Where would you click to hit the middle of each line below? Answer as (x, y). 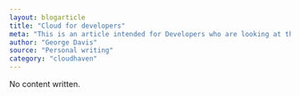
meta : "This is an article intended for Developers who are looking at (145, 34)
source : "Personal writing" (62, 51)
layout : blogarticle (48, 17)
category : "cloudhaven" (54, 59)
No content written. (45, 84)
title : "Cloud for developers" (67, 26)
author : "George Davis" (54, 42)
